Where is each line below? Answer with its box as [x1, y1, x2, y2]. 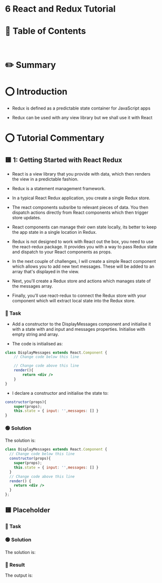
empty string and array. [12, 331, 59, 337]
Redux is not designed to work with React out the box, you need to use [12, 239, 154, 244]
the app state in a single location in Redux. [12, 229, 97, 235]
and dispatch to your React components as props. [12, 249, 113, 255]
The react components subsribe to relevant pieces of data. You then [12, 205, 149, 211]
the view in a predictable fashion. [12, 176, 79, 182]
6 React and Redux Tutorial [5, 3, 116, 15]
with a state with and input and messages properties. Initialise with [12, 326, 146, 332]
